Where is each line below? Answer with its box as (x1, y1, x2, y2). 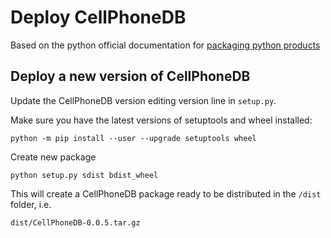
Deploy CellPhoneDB (10, 6, 187, 29)
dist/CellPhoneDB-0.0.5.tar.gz (10, 217, 141, 228)
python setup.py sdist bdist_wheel (10, 170, 159, 180)
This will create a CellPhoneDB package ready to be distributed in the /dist (10, 187, 322, 200)
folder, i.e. (10, 198, 52, 210)
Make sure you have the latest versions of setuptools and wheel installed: (10, 114, 313, 126)
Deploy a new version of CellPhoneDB (10, 68, 251, 85)
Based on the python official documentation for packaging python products (10, 39, 321, 51)
